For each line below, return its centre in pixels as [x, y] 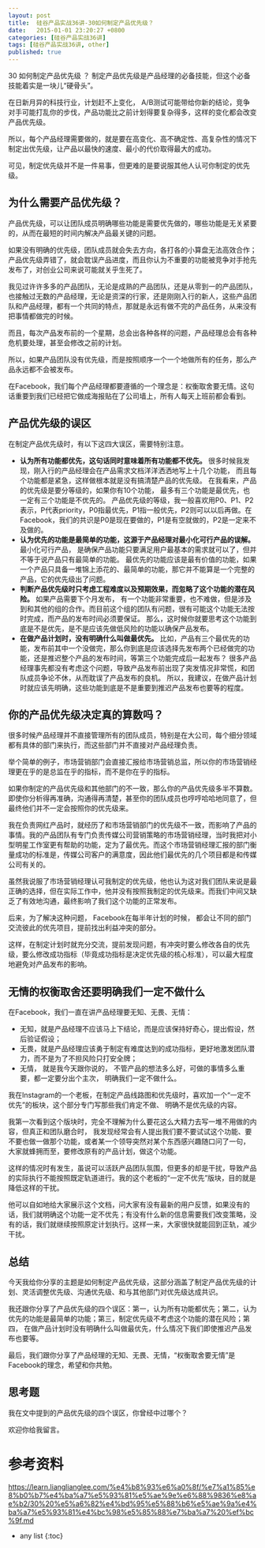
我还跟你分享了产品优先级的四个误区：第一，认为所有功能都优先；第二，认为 [132, 1309]
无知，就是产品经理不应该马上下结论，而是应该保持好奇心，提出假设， [134, 1029]
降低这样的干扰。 [36, 1188]
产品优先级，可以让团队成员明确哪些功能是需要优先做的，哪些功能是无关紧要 [132, 223]
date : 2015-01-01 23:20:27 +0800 [67, 30]
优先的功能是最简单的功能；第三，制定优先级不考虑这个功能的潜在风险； [125, 1319]
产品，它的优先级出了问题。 [65, 579]
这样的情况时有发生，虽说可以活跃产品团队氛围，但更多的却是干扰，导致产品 [132, 1168]
